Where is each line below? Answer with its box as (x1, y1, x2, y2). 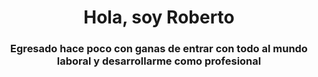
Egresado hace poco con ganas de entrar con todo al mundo (10, 42, 308, 56)
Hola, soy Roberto (83, 6, 235, 29)
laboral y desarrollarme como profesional (56, 54, 262, 68)
